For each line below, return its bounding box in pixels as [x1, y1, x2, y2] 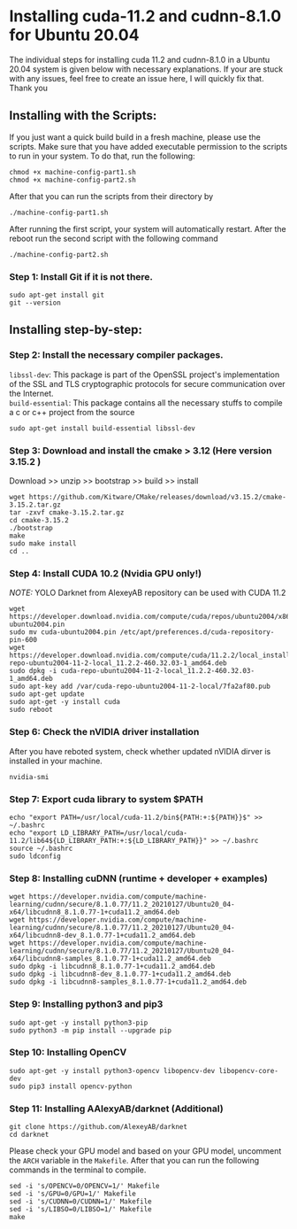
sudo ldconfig [9, 852, 62, 861]
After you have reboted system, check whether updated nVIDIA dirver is [9, 746, 271, 756]
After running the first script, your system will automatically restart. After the [9, 223, 287, 234]
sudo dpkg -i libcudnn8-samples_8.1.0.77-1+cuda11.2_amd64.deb [9, 978, 247, 986]
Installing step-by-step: [9, 322, 143, 337]
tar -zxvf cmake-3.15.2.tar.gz [9, 508, 125, 517]
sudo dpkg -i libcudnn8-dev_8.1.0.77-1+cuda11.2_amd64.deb [9, 970, 232, 979]
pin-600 [9, 636, 38, 645]
